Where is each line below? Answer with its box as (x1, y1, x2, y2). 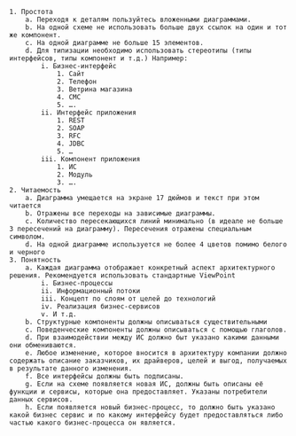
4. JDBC (56, 139, 86, 148)
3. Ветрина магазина (56, 85, 133, 94)
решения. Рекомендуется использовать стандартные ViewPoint (9, 271, 237, 280)
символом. (9, 232, 46, 241)
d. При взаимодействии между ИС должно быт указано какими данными (25, 333, 279, 342)
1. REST (56, 116, 86, 125)
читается (9, 201, 42, 210)
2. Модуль (56, 170, 93, 179)
